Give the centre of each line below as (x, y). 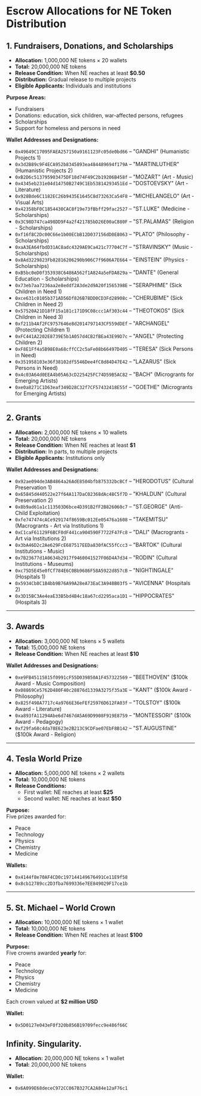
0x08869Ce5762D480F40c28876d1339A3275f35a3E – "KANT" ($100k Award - (103, 689)
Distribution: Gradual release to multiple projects (75, 79)
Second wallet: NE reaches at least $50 (72, 799)
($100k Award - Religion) (45, 734)
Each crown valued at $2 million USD (52, 1002)
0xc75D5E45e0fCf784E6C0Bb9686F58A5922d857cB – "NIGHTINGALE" (94, 570)
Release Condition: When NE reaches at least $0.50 (80, 73)
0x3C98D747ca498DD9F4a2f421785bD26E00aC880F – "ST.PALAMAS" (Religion (104, 221)
